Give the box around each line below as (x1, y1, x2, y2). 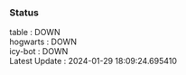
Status (9, 6, 39, 19)
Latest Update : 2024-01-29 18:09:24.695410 (9, 56, 178, 67)
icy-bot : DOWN (9, 46, 69, 57)
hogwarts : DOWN (9, 36, 77, 47)
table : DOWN (9, 27, 60, 38)
